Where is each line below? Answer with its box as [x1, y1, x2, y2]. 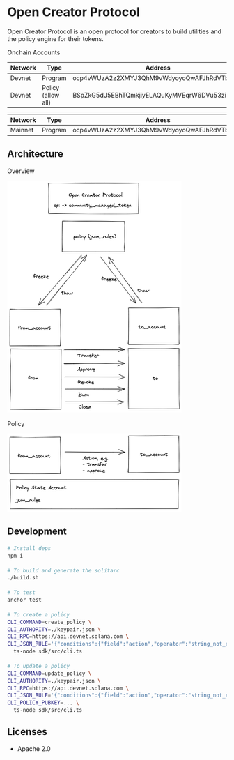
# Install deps [7, 545, 52, 552]
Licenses [7, 726, 47, 738]
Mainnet [10, 126, 34, 135]
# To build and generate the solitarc [7, 567, 120, 574]
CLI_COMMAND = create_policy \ [7, 618, 92, 625]
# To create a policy [7, 611, 70, 618]
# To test [7, 589, 36, 596]
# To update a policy [7, 662, 70, 669]
